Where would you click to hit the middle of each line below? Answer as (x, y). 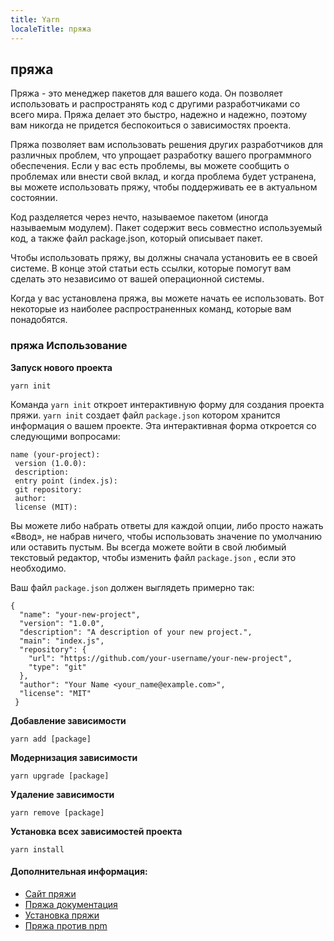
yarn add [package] (51, 739)
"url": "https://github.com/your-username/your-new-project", (160, 658)
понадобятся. (39, 320)
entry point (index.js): (66, 481)
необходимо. (38, 568)
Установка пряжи (62, 915)
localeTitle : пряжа (51, 29)
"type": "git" (57, 667)
